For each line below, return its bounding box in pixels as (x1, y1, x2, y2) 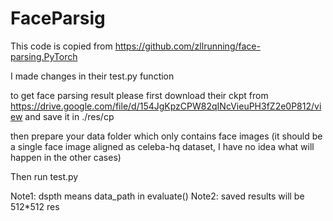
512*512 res (10, 200, 60, 212)
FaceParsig (10, 7, 106, 30)
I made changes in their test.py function (10, 70, 175, 82)
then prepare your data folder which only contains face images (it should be (10, 130, 323, 142)
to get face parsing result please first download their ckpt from (10, 89, 269, 101)
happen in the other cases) (10, 151, 122, 163)
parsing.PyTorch (10, 50, 78, 62)
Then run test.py (10, 170, 79, 182)
